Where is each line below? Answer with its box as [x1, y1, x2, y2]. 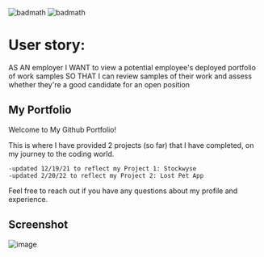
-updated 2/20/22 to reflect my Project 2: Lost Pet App [8, 171, 204, 179]
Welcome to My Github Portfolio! [8, 124, 117, 134]
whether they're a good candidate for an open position [8, 79, 191, 89]
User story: [8, 36, 86, 54]
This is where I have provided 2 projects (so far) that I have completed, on [8, 140, 254, 150]
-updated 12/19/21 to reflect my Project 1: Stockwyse [8, 164, 197, 173]
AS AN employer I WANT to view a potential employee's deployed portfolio [8, 62, 257, 72]
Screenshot [8, 218, 69, 232]
